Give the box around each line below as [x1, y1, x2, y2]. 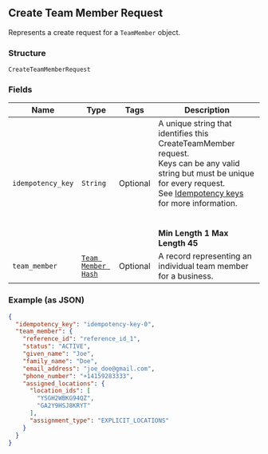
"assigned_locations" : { [22, 379, 105, 388]
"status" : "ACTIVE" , [22, 342, 91, 350]
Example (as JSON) [8, 294, 85, 306]
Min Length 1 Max [158, 227, 229, 239]
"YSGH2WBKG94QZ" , [37, 394, 94, 402]
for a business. [158, 270, 214, 282]
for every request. [158, 178, 226, 189]
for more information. [158, 198, 238, 209]
